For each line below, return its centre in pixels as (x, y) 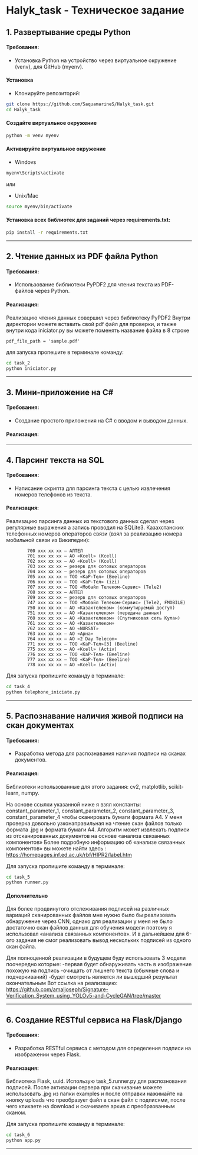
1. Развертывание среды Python (68, 32)
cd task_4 (18, 686)
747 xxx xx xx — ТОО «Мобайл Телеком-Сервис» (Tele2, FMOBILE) (106, 602)
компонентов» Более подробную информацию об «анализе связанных (96, 842)
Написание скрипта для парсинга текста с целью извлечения (93, 488)
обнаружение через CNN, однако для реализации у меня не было (89, 921)
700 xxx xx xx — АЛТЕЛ (55, 551)
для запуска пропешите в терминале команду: (65, 352)
